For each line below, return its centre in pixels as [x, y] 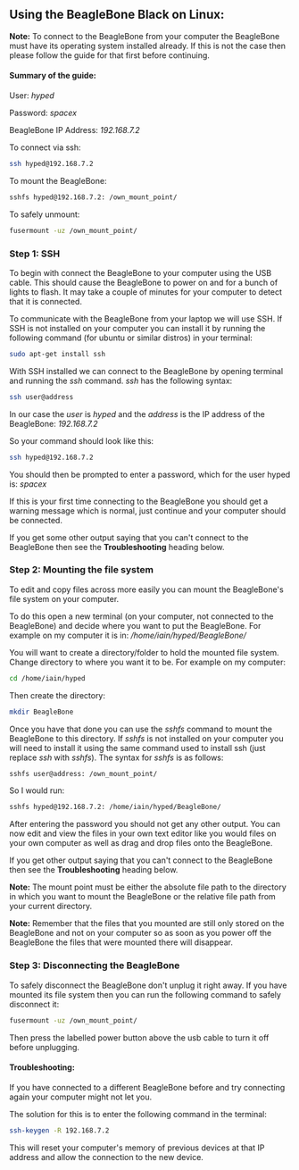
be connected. [36, 520]
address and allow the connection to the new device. [106, 1157]
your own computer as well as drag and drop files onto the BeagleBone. [141, 843]
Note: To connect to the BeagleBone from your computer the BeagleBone [145, 36]
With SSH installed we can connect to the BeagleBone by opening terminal [146, 371]
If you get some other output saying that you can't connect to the [129, 537]
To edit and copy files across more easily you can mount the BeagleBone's [146, 589]
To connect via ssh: [46, 147]
